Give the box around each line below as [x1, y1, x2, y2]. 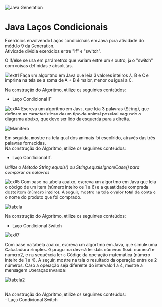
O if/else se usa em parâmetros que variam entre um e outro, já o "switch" [5, 58, 154, 63]
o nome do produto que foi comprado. [5, 194, 81, 200]
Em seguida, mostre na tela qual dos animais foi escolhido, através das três [5, 134, 155, 141]
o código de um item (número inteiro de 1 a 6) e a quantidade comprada [5, 184, 149, 190]
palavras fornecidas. [5, 140, 46, 146]
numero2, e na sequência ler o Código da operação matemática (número [5, 251, 150, 258]
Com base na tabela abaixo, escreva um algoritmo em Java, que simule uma [5, 241, 158, 247]
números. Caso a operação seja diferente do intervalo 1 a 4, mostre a [5, 262, 143, 268]
